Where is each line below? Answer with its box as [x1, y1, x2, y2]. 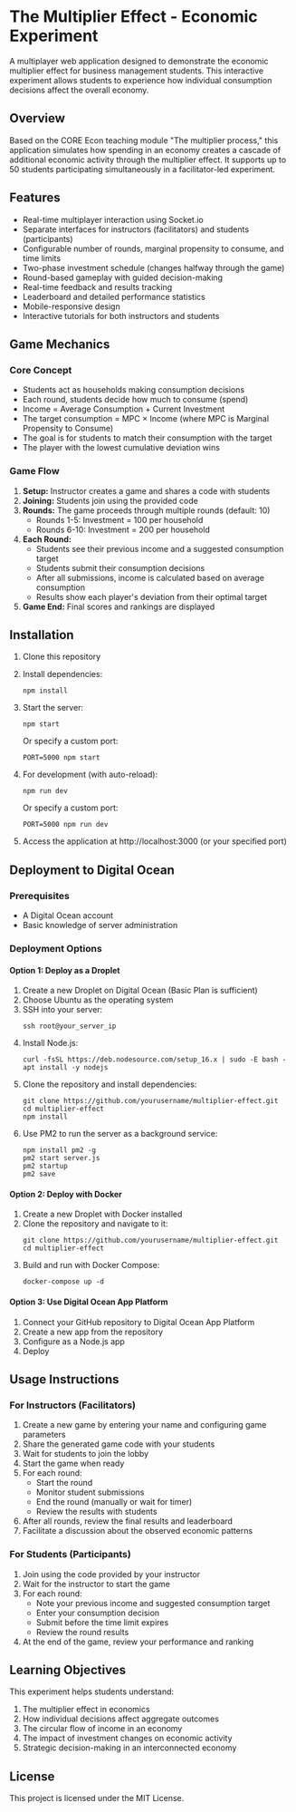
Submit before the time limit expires [35, 1616, 169, 1628]
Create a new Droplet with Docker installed [22, 1208, 183, 1220]
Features [9, 190, 61, 206]
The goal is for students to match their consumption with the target [22, 432, 273, 443]
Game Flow [9, 465, 61, 478]
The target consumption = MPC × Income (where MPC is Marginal [22, 413, 270, 424]
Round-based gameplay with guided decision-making [22, 272, 224, 283]
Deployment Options [9, 942, 102, 954]
